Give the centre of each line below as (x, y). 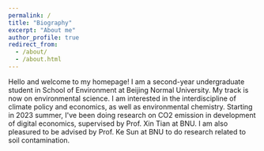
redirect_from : (33, 45)
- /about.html (38, 60)
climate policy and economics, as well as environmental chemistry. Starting (130, 106)
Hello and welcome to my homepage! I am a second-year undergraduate (126, 81)
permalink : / (30, 15)
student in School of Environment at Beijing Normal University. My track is (128, 90)
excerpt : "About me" (42, 30)
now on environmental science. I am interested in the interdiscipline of (123, 98)
